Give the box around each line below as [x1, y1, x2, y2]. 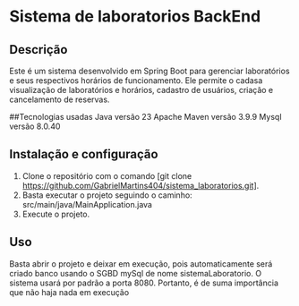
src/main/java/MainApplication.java [21, 199, 152, 209]
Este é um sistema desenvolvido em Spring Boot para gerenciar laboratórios [9, 65, 290, 76]
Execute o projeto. [21, 208, 90, 219]
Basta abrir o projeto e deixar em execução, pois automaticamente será [9, 258, 273, 269]
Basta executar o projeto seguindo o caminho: [21, 190, 192, 200]
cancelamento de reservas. [9, 94, 110, 105]
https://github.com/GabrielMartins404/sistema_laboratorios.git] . [21, 180, 260, 191]
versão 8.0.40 [9, 121, 61, 132]
